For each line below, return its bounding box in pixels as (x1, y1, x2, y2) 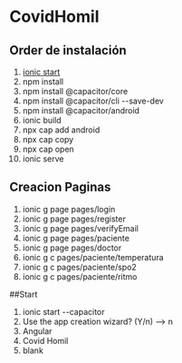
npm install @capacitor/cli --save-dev (22, 95, 165, 106)
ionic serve (22, 153, 64, 164)
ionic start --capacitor (22, 306, 106, 317)
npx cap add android (22, 124, 101, 135)
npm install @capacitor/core (22, 86, 129, 96)
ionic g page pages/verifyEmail (22, 222, 139, 233)
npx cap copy (22, 134, 74, 144)
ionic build (22, 115, 62, 125)
